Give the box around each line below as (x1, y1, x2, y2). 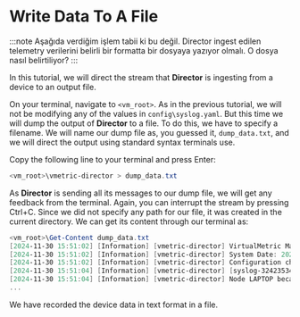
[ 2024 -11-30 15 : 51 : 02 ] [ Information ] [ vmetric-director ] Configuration (9, 258, 281, 267)
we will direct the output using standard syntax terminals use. (9, 137, 236, 147)
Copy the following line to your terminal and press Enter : (9, 154, 216, 164)
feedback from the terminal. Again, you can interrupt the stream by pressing (9, 196, 289, 207)
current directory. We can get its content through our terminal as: (9, 216, 249, 227)
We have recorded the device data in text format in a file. (9, 299, 219, 310)
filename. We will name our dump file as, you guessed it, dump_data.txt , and (9, 127, 290, 138)
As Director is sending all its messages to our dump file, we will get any (9, 188, 272, 198)
